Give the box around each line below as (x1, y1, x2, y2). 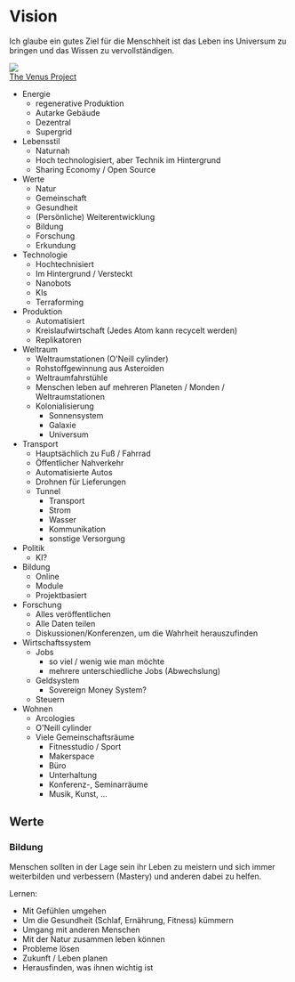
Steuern (35, 694, 65, 704)
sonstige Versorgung (48, 532, 126, 544)
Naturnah (35, 145, 70, 156)
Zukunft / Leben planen (21, 953, 108, 963)
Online (35, 571, 60, 581)
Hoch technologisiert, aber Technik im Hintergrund (35, 154, 221, 166)
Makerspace (48, 751, 95, 761)
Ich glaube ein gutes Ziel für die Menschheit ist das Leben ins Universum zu (9, 36, 287, 46)
